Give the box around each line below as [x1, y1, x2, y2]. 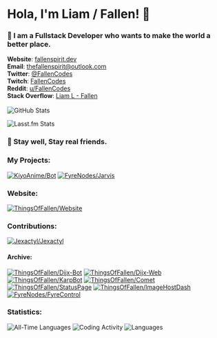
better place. [7, 39, 52, 49]
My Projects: [7, 155, 51, 165]
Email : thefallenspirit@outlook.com [7, 62, 107, 71]
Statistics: [7, 307, 43, 317]
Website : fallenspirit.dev [7, 55, 77, 63]
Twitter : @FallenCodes [7, 70, 73, 78]
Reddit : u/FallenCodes [7, 84, 71, 92]
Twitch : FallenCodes [7, 77, 66, 86]
